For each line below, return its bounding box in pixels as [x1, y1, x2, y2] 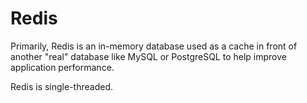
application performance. [10, 61, 115, 73]
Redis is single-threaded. [10, 80, 114, 92]
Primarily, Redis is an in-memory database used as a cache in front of [10, 40, 298, 52]
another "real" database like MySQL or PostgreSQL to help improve [10, 50, 287, 62]
